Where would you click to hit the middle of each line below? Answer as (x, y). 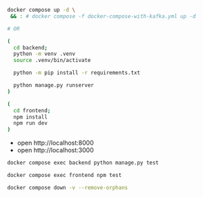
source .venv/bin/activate (52, 61)
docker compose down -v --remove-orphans (68, 187)
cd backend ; (31, 48)
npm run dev (31, 123)
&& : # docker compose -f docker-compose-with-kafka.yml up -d (103, 16)
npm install (31, 117)
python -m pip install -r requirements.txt (77, 73)
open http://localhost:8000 (56, 143)
